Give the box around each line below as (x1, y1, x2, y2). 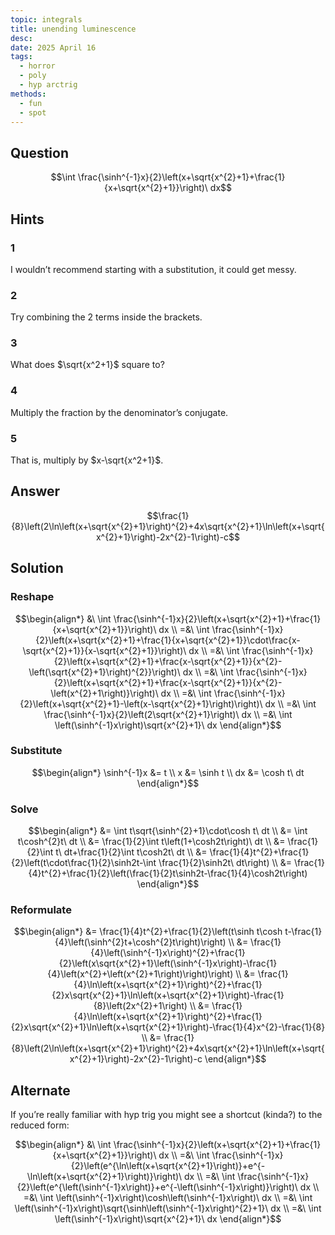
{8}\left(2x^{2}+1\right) (93, 1000, 188, 1012)
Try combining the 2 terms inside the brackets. (10, 311, 203, 323)
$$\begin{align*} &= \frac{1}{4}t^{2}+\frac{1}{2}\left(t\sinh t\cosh (13, 926, 283, 938)
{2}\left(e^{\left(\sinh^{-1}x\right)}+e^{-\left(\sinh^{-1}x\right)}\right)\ (16, 1181, 298, 1193)
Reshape (10, 590, 55, 604)
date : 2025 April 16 (10, 42, 97, 53)
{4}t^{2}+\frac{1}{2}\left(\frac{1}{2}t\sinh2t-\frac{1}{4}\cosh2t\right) (28, 867, 308, 880)
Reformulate (10, 903, 72, 917)
